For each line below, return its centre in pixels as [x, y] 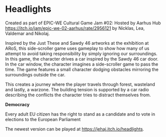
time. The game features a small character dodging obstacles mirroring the [82, 69]
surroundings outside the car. [35, 74]
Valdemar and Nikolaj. [28, 33]
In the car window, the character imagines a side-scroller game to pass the [82, 64]
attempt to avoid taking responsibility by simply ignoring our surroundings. [81, 54]
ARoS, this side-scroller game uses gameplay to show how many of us [77, 48]
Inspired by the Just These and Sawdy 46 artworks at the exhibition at [77, 43]
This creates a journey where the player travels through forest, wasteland [80, 84]
